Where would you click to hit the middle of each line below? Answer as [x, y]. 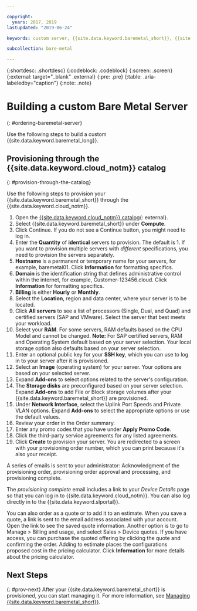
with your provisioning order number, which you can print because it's [100, 448]
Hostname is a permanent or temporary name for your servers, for [96, 261]
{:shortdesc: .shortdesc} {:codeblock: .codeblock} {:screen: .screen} [90, 70]
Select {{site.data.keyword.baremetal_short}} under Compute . [90, 223]
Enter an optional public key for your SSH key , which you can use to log [102, 354]
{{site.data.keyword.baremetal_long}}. [53, 141]
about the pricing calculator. [41, 556]
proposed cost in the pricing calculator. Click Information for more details [96, 550]
